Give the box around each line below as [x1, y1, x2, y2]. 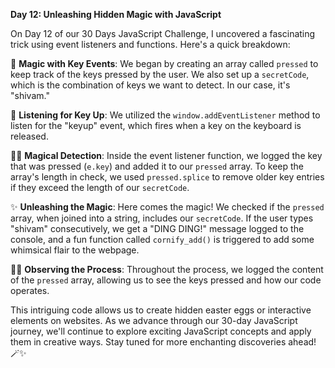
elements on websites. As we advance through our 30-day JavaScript [10, 315, 298, 326]
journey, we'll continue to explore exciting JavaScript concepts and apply [10, 325, 312, 337]
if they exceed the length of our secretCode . [10, 182, 190, 193]
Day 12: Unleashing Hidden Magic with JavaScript [10, 9, 222, 20]
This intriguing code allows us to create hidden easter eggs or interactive [10, 304, 312, 316]
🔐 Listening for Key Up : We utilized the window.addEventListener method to [10, 109, 321, 121]
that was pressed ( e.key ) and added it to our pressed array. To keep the [10, 160, 305, 172]
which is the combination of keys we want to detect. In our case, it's [10, 79, 291, 91]
